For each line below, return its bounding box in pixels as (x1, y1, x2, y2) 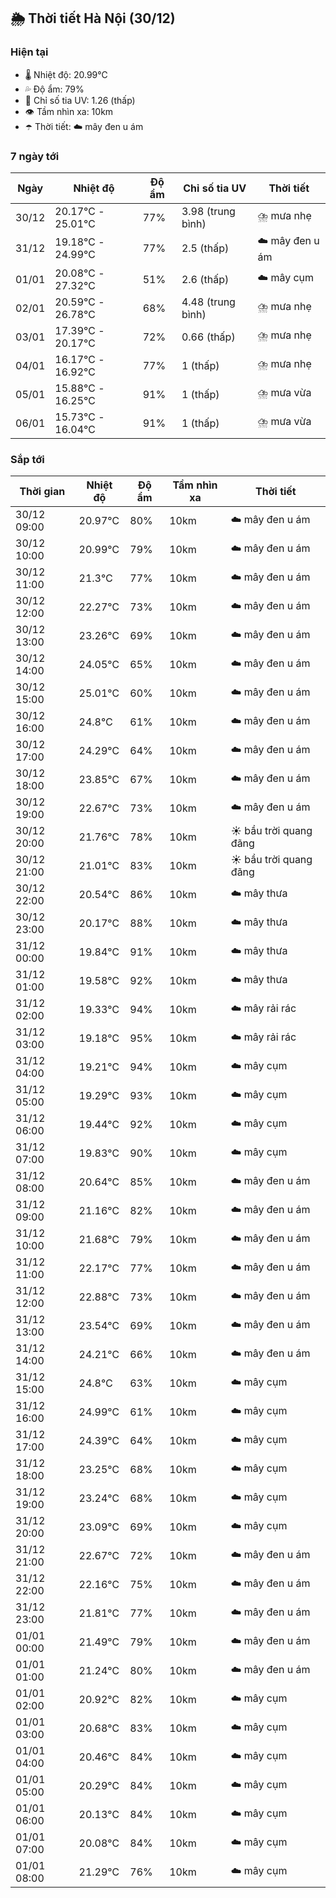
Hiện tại (10, 45, 49, 59)
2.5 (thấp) (181, 241, 230, 255)
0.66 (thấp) (181, 330, 236, 344)
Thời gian (19, 485, 66, 499)
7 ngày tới (10, 149, 60, 163)
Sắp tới (10, 452, 45, 466)
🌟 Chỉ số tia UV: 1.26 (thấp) (24, 94, 136, 106)
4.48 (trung (181, 295, 236, 309)
